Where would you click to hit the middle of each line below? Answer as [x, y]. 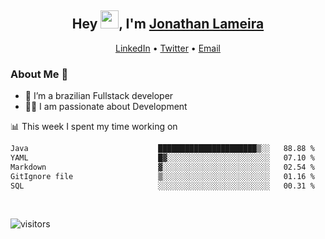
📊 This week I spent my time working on [94, 127]
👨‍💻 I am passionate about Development [106, 107]
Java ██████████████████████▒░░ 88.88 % [162, 149]
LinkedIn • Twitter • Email [167, 48]
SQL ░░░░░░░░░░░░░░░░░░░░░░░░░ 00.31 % [162, 186]
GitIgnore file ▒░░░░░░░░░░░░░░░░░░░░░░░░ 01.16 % [162, 176]
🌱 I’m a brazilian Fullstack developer [99, 96]
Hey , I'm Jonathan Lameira [168, 24]
